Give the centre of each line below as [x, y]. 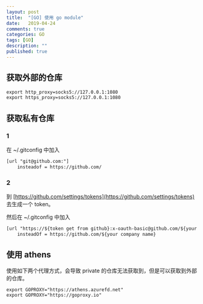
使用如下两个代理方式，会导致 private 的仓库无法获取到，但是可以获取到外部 [102, 271]
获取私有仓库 [30, 118]
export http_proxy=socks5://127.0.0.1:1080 [62, 92]
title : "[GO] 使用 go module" [45, 18]
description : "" [27, 46]
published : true [27, 52]
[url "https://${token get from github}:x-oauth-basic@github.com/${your [102, 229]
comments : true [26, 29]
